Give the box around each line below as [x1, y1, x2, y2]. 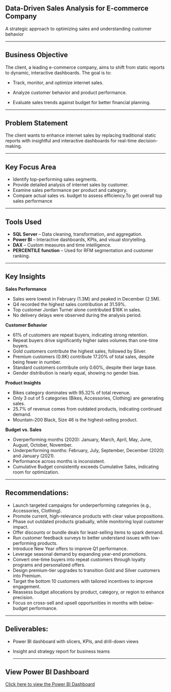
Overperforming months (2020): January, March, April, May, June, [12, 436, 152, 442]
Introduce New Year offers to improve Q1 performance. [12, 546, 128, 552]
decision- [137, 138, 158, 144]
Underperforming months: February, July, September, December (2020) [12, 447, 164, 453]
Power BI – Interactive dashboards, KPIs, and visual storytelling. [12, 237, 147, 243]
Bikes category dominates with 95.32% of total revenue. [12, 389, 131, 396]
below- [139, 600, 154, 606]
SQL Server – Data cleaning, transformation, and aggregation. [12, 231, 142, 237]
